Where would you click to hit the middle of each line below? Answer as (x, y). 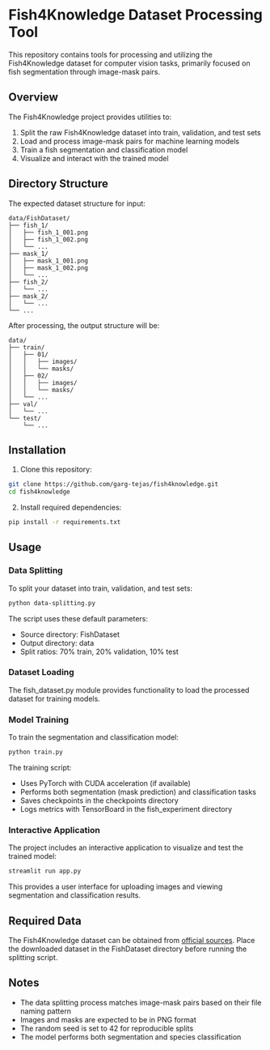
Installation (37, 450)
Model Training (39, 719)
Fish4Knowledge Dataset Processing (135, 15)
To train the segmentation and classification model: (94, 737)
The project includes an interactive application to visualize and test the (126, 847)
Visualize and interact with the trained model (94, 158)
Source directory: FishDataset (70, 634)
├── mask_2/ (28, 296)
